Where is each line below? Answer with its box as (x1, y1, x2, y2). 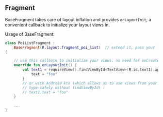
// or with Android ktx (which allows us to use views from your (22, 81, 158, 86)
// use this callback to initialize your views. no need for (14, 58, 140, 63)
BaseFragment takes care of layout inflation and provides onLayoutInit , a (5, 16, 151, 22)
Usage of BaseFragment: (5, 31, 55, 37)
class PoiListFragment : (5, 41, 55, 45)
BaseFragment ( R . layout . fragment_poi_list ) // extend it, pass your (14, 45, 155, 50)
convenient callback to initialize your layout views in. (5, 22, 110, 28)
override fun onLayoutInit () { (14, 63, 77, 68)
